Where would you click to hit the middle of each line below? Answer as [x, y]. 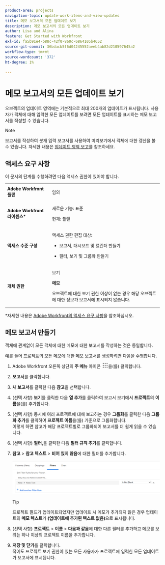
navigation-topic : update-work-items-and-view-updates [62, 15]
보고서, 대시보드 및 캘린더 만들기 [90, 246]
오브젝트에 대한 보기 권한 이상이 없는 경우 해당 [96, 293]
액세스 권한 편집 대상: [72, 235]
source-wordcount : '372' [30, 57]
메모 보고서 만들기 [30, 332]
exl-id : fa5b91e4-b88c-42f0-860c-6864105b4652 [54, 42]
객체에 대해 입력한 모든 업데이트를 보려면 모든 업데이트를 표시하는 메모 [81, 114]
